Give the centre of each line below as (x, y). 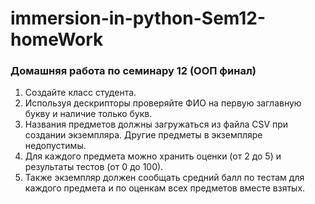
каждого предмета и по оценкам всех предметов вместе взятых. (165, 188)
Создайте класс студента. (80, 93)
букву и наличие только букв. (88, 114)
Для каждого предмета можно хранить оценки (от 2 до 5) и (153, 156)
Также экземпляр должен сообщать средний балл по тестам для (164, 178)
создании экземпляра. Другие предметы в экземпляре (143, 135)
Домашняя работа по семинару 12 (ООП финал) (133, 71)
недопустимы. (55, 146)
